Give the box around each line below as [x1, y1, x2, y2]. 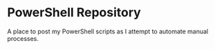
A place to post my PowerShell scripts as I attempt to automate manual [7, 27, 209, 35]
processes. [7, 34, 39, 42]
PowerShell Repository [7, 5, 142, 20]
